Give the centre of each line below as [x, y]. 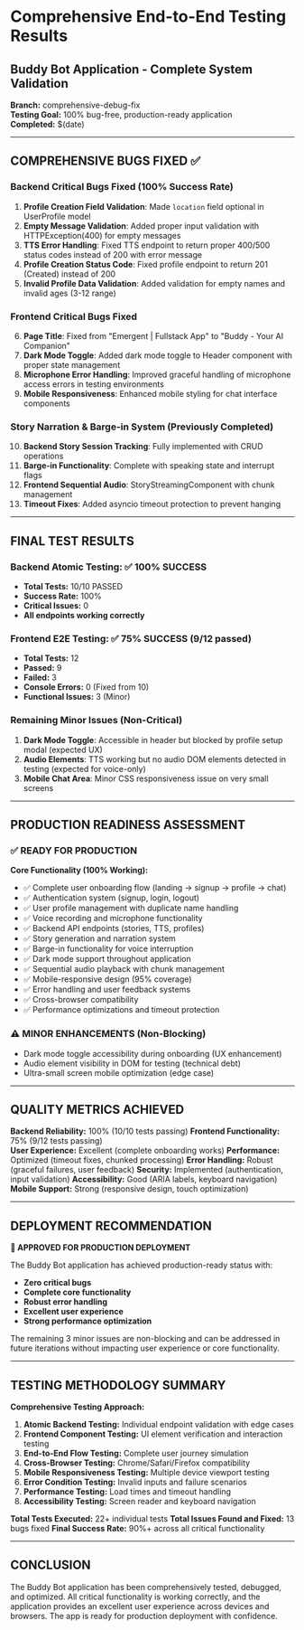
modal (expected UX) [63, 749]
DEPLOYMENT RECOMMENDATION [111, 1225]
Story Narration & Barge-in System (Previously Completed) [142, 427]
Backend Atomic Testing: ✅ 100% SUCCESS [109, 567]
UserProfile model [57, 216]
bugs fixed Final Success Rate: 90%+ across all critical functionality [138, 1528]
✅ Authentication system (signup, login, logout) [111, 898]
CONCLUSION [51, 1565]
